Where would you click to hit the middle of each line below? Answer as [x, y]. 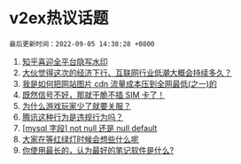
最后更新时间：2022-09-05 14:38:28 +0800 [82, 44]
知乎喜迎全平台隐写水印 [65, 61]
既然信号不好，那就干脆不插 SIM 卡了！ [93, 95]
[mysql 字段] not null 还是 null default [89, 128]
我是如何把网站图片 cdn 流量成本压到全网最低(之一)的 [119, 83]
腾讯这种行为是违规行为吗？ [73, 117]
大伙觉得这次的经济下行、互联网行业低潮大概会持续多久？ [127, 73]
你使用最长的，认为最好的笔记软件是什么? [98, 150]
